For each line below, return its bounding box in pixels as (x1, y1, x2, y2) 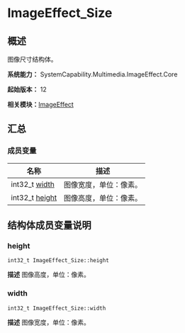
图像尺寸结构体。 (7, 55, 57, 63)
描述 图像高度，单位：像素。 (7, 271, 90, 279)
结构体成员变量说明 (7, 220, 91, 232)
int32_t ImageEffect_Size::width (7, 305, 106, 312)
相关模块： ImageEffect (7, 101, 74, 108)
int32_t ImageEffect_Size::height (7, 257, 110, 264)
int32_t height (11, 193, 57, 203)
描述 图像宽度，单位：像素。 (7, 317, 90, 327)
